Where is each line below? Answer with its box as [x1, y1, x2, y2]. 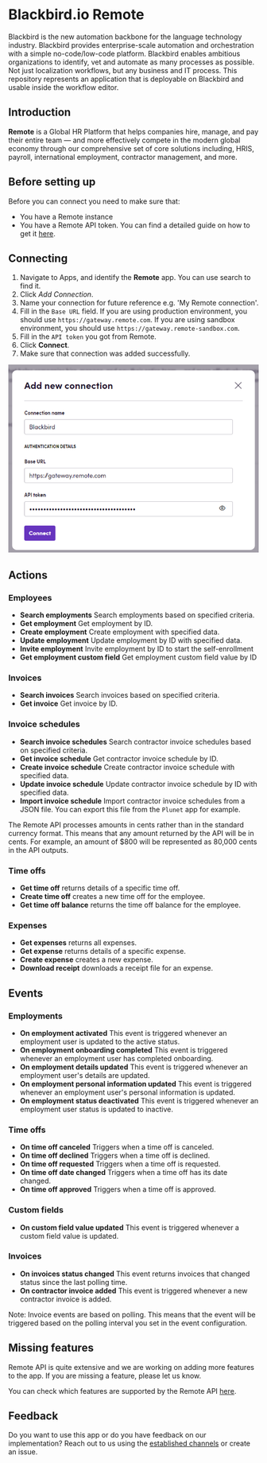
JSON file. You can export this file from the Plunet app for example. [19, 804, 241, 814]
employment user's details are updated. [19, 1070, 150, 1080]
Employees [8, 592, 52, 603]
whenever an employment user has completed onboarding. [19, 1053, 214, 1063]
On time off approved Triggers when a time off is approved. [19, 1185, 216, 1194]
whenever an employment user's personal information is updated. [19, 1088, 236, 1097]
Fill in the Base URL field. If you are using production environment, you [19, 306, 248, 316]
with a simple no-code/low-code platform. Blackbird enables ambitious [8, 49, 241, 58]
